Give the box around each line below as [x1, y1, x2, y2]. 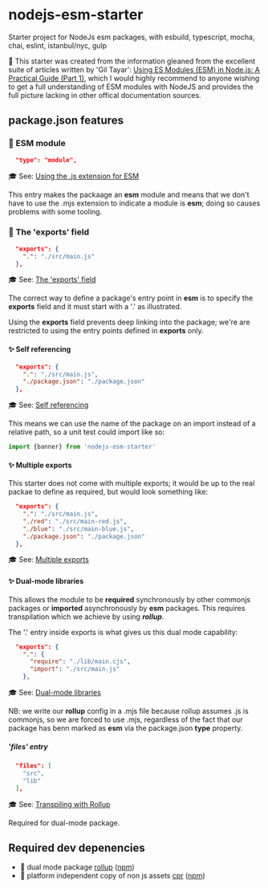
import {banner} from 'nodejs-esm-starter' [8, 443, 156, 451]
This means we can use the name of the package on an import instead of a [8, 419, 256, 429]
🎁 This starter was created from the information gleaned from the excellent [8, 56, 256, 66]
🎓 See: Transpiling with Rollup [8, 799, 111, 809]
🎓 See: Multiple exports [8, 555, 90, 564]
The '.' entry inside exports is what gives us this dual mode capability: [8, 627, 238, 637]
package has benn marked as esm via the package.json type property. [8, 723, 243, 733]
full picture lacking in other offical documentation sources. [8, 90, 202, 100]
